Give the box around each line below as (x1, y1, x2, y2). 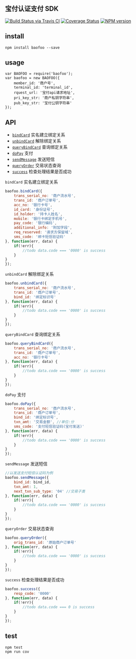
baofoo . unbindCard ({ (5, 281, 47, 286)
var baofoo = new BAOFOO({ (5, 75, 60, 81)
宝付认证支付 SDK (5, 4, 58, 13)
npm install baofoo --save (5, 45, 60, 50)
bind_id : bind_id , (14, 479, 51, 485)
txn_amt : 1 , (14, 484, 38, 489)
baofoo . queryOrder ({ (5, 535, 47, 540)
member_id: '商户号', (14, 81, 56, 86)
